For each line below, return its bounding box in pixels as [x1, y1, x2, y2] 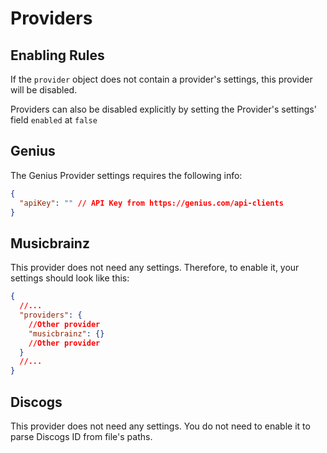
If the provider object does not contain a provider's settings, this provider [10, 73, 313, 85]
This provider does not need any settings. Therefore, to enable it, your [10, 262, 300, 274]
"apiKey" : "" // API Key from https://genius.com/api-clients [19, 198, 284, 208]
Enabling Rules [10, 47, 105, 64]
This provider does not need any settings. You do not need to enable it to [10, 420, 311, 432]
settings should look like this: [10, 272, 130, 284]
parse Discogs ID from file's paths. [10, 430, 153, 442]
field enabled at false [10, 114, 98, 126]
